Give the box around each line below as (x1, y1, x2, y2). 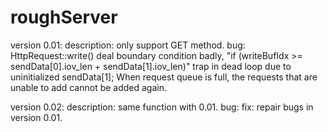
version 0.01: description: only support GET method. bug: (10, 39, 246, 51)
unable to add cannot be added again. (10, 81, 167, 93)
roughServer (10, 6, 118, 29)
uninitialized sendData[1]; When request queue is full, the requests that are (10, 71, 318, 83)
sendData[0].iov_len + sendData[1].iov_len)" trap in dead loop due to (10, 60, 292, 72)
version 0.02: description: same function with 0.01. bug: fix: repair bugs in (10, 101, 314, 113)
